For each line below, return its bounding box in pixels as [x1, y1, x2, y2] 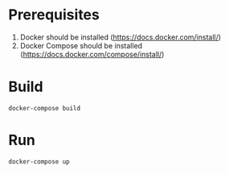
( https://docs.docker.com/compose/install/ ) [19, 49, 165, 59]
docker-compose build [8, 104, 81, 112]
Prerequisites [8, 6, 100, 24]
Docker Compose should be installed [19, 40, 143, 50]
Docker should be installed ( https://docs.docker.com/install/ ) [19, 32, 222, 42]
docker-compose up [8, 157, 70, 166]
